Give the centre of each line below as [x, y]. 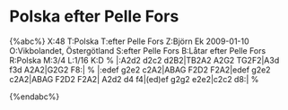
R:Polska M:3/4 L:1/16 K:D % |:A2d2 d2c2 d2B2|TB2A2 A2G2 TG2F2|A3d [144, 60]
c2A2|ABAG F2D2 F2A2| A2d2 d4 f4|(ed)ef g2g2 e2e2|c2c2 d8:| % [134, 79]
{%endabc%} [35, 97]
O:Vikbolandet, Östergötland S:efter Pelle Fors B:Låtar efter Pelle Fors [138, 50]
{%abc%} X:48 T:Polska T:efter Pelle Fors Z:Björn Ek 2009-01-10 [129, 41]
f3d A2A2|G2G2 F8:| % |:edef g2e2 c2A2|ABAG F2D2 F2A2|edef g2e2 [140, 70]
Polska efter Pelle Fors [94, 17]
